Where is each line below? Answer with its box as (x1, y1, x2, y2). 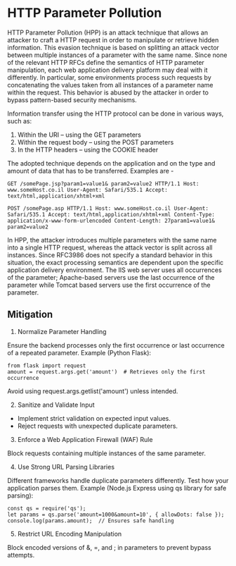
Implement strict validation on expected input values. (17, 414, 171, 422)
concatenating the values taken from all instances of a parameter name (7, 80, 214, 89)
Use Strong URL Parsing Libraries (17, 462, 114, 471)
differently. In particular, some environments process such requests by (7, 73, 212, 82)
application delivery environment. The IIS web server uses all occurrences (7, 266, 223, 274)
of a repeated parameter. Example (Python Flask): (7, 348, 152, 357)
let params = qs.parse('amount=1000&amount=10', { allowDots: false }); (7, 511, 225, 518)
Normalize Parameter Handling (17, 327, 107, 336)
